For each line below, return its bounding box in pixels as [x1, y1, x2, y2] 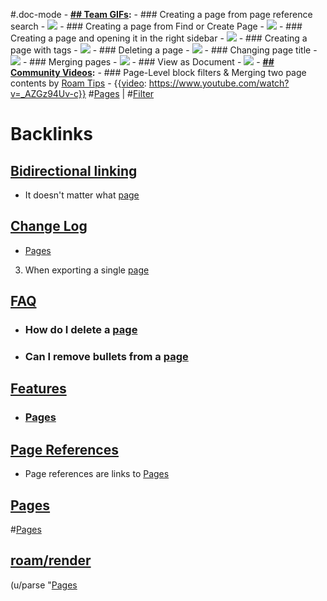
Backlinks [10, 123, 94, 146]
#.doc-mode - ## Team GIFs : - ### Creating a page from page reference [10, 9, 313, 20]
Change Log [10, 218, 88, 235]
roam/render [10, 552, 92, 569]
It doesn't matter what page [24, 189, 140, 201]
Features [10, 380, 67, 398]
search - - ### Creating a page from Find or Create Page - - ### [10, 20, 303, 32]
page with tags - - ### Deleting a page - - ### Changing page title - [10, 44, 318, 56]
